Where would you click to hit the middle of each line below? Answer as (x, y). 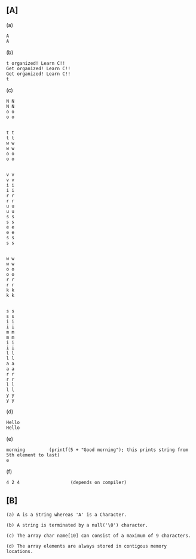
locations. (20, 551)
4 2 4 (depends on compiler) (67, 482)
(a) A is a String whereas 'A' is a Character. (67, 515)
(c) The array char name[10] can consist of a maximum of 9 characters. (99, 536)
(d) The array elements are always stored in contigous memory (87, 546)
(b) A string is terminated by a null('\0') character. (77, 525)
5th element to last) (33, 455)
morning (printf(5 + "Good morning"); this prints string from (97, 450)
